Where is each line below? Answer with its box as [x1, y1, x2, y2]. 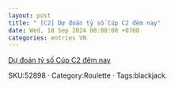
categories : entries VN [8, 33, 87, 42]
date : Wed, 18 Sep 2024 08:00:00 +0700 [8, 26, 140, 34]
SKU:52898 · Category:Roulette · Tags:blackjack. [8, 71, 168, 80]
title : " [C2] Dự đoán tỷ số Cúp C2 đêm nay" [8, 19, 161, 27]
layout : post [8, 11, 51, 20]
